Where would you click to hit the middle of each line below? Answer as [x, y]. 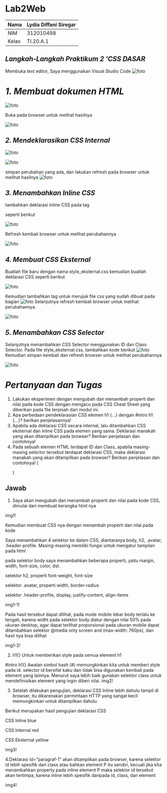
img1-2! [13, 645]
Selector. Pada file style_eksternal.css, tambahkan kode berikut [70, 350]
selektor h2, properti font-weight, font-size [49, 575]
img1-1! [12, 605]
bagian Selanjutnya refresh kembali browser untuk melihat [72, 302]
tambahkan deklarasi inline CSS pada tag [47, 205]
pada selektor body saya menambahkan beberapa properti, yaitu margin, [80, 560]
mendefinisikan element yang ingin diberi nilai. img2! [59, 681]
